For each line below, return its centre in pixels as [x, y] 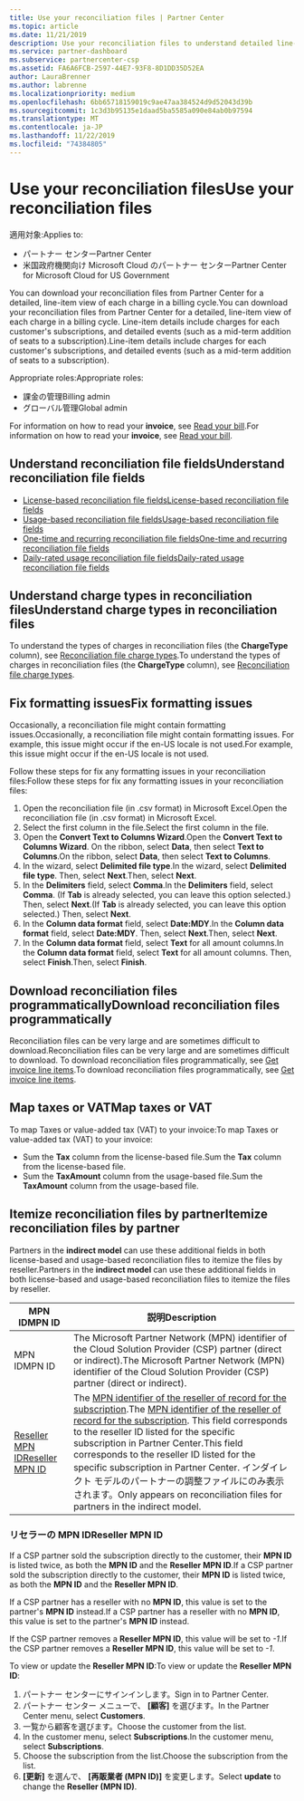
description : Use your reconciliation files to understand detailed [141, 43]
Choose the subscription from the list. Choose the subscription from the [155, 1756]
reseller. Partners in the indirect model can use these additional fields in [142, 1269]
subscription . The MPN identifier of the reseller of [178, 1409]
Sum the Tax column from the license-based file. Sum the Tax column [152, 1157]
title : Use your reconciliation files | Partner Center [117, 18]
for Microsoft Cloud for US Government [96, 275]
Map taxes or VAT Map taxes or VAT [111, 1108]
